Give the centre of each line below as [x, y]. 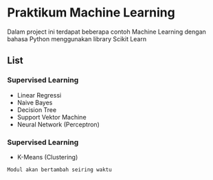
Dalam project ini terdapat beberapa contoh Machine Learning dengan [106, 32]
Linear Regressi [39, 95]
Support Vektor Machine [52, 117]
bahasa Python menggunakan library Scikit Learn [77, 38]
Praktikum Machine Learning [91, 13]
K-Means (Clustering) [47, 157]
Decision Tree [37, 110]
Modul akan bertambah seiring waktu [59, 170]
